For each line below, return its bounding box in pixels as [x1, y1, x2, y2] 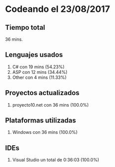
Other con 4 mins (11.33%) [12, 74, 67, 80]
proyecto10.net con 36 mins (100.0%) [12, 102, 89, 108]
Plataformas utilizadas [5, 116, 76, 125]
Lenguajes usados [5, 51, 63, 59]
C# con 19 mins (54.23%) [12, 63, 65, 70]
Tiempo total [5, 23, 46, 32]
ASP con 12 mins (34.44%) [12, 69, 68, 75]
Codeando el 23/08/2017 [5, 3, 110, 15]
